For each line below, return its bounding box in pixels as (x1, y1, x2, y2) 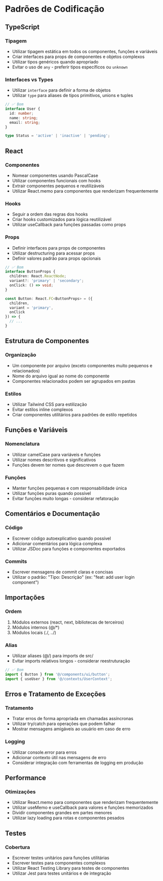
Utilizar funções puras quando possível (12, 490, 91, 496)
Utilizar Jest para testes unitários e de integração (12, 870, 111, 876)
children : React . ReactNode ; (9, 274, 67, 279)
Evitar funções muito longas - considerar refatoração (12, 495, 119, 501)
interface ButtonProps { (5, 269, 56, 274)
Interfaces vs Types (5, 76, 54, 83)
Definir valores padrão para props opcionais (12, 255, 101, 261)
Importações (5, 593, 45, 602)
